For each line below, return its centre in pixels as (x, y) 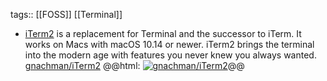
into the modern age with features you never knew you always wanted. (170, 55)
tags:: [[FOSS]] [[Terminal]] (66, 14)
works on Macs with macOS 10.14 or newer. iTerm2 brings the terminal (169, 44)
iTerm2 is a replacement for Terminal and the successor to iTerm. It (163, 33)
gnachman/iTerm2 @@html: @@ (134, 65)
